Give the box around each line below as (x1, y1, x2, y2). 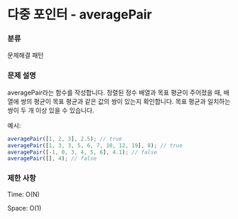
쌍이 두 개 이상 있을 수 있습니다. (7, 106, 94, 114)
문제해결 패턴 (7, 51, 44, 60)
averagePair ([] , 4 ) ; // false (7, 155, 97, 162)
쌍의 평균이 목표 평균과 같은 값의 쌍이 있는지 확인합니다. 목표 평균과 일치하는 (20, 97, 231, 105)
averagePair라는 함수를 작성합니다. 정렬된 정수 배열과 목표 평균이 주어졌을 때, (7, 88, 222, 97)
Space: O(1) (7, 203, 42, 212)
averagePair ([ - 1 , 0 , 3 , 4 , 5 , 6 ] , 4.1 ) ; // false (7, 149, 158, 156)
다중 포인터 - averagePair (7, 6, 153, 23)
